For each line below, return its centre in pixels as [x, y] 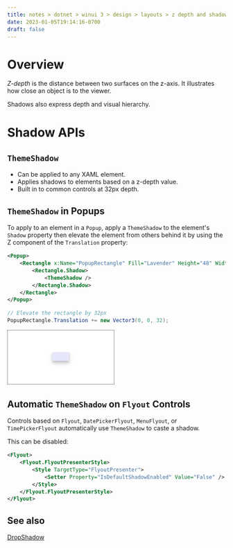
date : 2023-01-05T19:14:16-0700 [54, 22]
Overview [36, 64]
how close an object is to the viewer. [59, 91]
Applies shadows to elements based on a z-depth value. [97, 182]
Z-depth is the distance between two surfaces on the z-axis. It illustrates [111, 84]
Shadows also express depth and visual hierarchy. [79, 105]
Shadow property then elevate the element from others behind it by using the [115, 235]
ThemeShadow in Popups [56, 211]
